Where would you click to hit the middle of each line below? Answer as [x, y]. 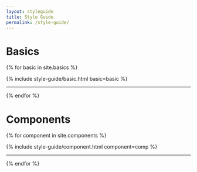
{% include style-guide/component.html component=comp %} [82, 147]
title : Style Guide [30, 17]
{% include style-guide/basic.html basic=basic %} [67, 79]
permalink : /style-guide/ [38, 22]
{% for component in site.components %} [56, 136]
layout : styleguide [30, 11]
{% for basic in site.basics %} [42, 67]
